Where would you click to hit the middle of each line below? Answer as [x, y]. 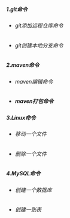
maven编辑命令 [34, 81]
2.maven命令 [23, 65]
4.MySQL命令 [23, 173]
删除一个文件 [31, 154]
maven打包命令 [34, 101]
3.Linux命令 [21, 117]
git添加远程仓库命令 [39, 25]
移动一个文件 [31, 134]
